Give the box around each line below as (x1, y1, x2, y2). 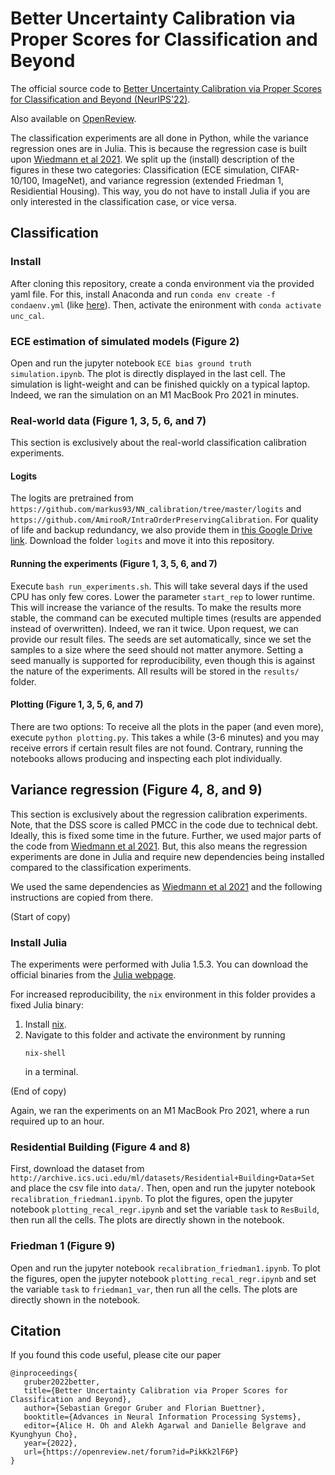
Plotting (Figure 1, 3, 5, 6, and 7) (10, 698, 144, 711)
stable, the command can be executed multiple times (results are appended (10, 612, 322, 624)
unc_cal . (10, 309, 45, 321)
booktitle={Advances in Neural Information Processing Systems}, (23, 1412, 302, 1422)
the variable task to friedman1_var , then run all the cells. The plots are (10, 1283, 298, 1295)
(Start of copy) (10, 910, 71, 922)
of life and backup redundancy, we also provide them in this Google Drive (10, 524, 313, 536)
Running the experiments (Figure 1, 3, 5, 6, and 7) (10, 558, 218, 570)
